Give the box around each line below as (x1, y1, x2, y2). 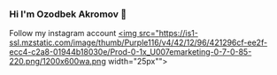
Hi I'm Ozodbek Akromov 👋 (9, 8, 127, 20)
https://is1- (158, 28, 199, 39)
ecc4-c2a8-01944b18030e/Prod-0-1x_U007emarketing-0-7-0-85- (9, 47, 252, 57)
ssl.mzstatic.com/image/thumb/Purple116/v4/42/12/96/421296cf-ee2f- (9, 37, 268, 48)
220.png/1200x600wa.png (9, 56, 106, 67)
